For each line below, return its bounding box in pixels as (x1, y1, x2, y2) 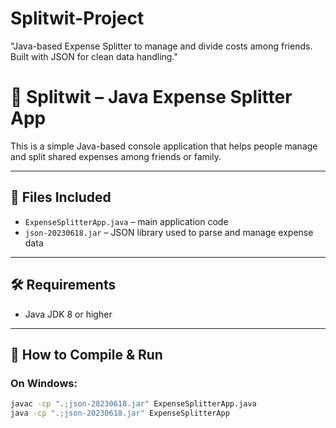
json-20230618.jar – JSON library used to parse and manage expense (24, 226, 314, 238)
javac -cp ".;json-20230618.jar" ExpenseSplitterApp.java (10, 399, 257, 409)
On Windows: (10, 376, 78, 390)
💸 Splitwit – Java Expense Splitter (10, 86, 293, 109)
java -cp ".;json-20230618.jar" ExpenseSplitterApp (10, 408, 230, 419)
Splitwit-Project (10, 7, 145, 30)
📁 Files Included (10, 189, 112, 206)
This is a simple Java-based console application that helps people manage (10, 140, 318, 152)
